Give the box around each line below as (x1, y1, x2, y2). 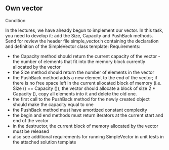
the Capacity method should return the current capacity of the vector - (12, 53, 160, 59)
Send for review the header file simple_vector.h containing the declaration (5, 38, 159, 44)
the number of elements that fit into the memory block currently (12, 58, 146, 65)
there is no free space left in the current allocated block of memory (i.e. (12, 80, 162, 86)
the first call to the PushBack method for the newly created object (12, 96, 150, 102)
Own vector (5, 4, 43, 13)
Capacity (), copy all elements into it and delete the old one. (12, 90, 137, 96)
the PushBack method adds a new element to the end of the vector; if (12, 74, 158, 80)
